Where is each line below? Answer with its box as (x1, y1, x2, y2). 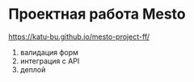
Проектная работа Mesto (8, 5, 186, 24)
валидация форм (19, 47, 79, 57)
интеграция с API (19, 56, 80, 66)
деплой (19, 64, 46, 74)
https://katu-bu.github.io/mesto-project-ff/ (8, 32, 150, 41)
